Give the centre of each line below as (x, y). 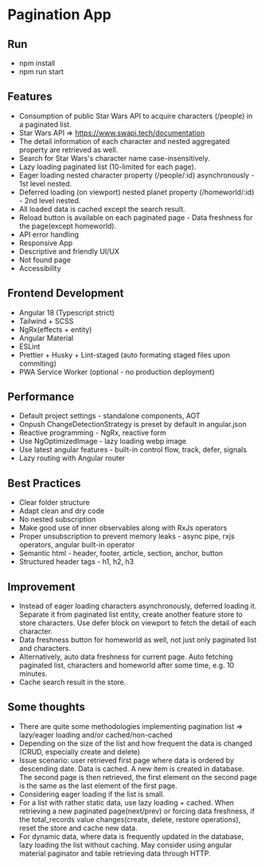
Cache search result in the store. (72, 682)
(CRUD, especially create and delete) (80, 751)
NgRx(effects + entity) (55, 329)
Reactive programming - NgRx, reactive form (92, 433)
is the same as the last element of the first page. (98, 786)
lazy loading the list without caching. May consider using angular (125, 844)
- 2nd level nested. (50, 200)
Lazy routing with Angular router (72, 458)
